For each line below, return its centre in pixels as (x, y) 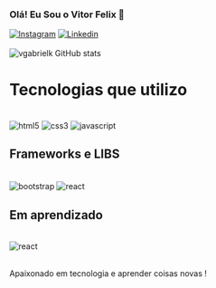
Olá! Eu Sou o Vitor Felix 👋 (67, 14)
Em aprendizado (56, 215)
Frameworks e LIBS (65, 154)
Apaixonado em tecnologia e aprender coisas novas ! (108, 274)
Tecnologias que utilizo (99, 90)
